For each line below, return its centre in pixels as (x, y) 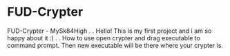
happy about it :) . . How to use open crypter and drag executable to (104, 38)
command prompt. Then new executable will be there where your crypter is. (115, 45)
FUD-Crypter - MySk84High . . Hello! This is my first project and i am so (109, 31)
